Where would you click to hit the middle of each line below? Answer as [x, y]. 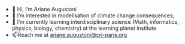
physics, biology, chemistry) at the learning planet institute [84, 28]
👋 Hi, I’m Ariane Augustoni [44, 9]
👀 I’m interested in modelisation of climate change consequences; [93, 15]
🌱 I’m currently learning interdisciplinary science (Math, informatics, [95, 22]
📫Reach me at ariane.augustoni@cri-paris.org [69, 35]
